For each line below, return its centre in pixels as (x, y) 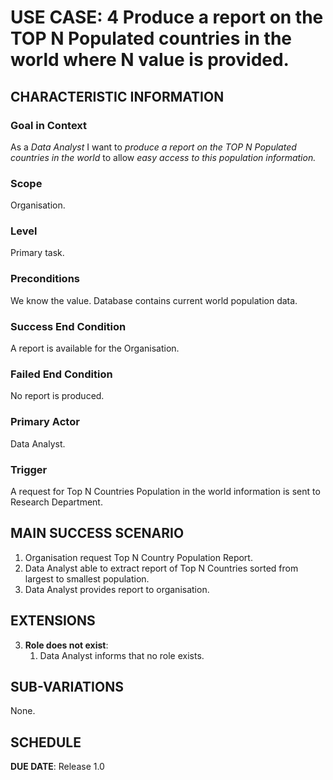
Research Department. (56, 502)
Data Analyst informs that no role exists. (122, 655)
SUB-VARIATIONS (67, 686)
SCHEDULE (46, 742)
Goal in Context (49, 125)
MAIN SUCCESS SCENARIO (97, 533)
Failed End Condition (61, 374)
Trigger (29, 469)
